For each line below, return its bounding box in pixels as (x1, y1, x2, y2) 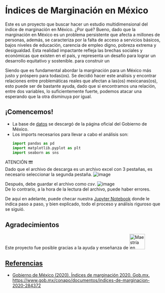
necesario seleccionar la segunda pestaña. (5, 171, 93, 177)
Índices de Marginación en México (5, 5, 149, 16)
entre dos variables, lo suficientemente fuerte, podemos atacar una (5, 88, 142, 94)
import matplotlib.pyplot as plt (12, 145, 81, 150)
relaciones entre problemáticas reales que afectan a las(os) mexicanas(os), (5, 78, 158, 84)
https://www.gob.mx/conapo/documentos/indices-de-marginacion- (12, 277, 150, 283)
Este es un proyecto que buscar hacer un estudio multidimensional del (5, 21, 148, 27)
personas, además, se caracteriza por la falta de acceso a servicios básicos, (5, 37, 161, 43)
